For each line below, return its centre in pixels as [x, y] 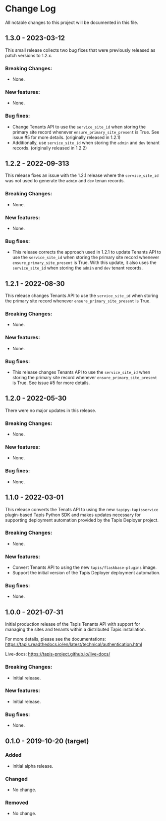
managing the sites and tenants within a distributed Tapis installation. [76, 629]
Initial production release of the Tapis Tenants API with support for [73, 624]
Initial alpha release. [33, 766]
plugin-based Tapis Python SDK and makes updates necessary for [73, 515]
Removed [17, 803]
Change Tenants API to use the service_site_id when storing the [79, 127]
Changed [17, 779]
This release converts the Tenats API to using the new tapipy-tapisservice [82, 509]
